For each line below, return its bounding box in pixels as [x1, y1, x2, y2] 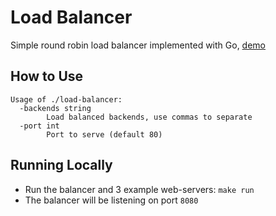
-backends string [19, 103, 92, 113]
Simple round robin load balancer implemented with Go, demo [10, 39, 267, 51]
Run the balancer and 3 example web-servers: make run [24, 183, 255, 195]
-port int [19, 121, 60, 131]
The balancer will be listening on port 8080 [24, 194, 199, 206]
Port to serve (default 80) [46, 129, 163, 140]
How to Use [10, 68, 84, 85]
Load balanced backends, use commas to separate [46, 112, 253, 122]
